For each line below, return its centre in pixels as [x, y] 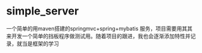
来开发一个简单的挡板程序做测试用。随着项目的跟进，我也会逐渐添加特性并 [98, 36]
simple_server [43, 11]
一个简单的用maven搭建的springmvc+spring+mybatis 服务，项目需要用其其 [99, 28]
